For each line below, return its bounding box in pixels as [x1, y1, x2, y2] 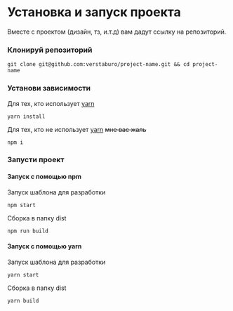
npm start [7, 201, 36, 209]
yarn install [7, 113, 46, 120]
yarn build [7, 297, 39, 304]
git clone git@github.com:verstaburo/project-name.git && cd [7, 61, 190, 68]
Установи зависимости [7, 84, 91, 93]
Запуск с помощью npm [7, 173, 82, 181]
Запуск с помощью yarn [7, 242, 82, 251]
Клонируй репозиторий [7, 45, 93, 55]
